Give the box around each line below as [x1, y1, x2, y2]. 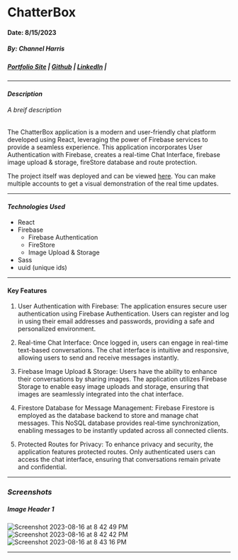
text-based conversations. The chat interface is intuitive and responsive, [17, 346, 229, 355]
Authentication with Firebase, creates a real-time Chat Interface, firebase [7, 150, 221, 158]
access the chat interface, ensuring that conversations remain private [17, 456, 221, 464]
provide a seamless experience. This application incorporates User [7, 143, 203, 151]
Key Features [7, 286, 47, 295]
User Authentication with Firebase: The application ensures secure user [17, 302, 227, 311]
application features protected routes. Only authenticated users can [17, 448, 216, 456]
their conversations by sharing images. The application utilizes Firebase [17, 375, 227, 384]
